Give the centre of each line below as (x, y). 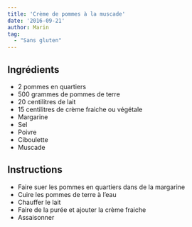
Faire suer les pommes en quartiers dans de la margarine (101, 187)
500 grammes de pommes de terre (69, 94)
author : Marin (28, 27)
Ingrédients (33, 70)
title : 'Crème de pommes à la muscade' (66, 14)
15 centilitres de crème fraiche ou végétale (80, 109)
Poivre (27, 132)
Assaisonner (36, 217)
